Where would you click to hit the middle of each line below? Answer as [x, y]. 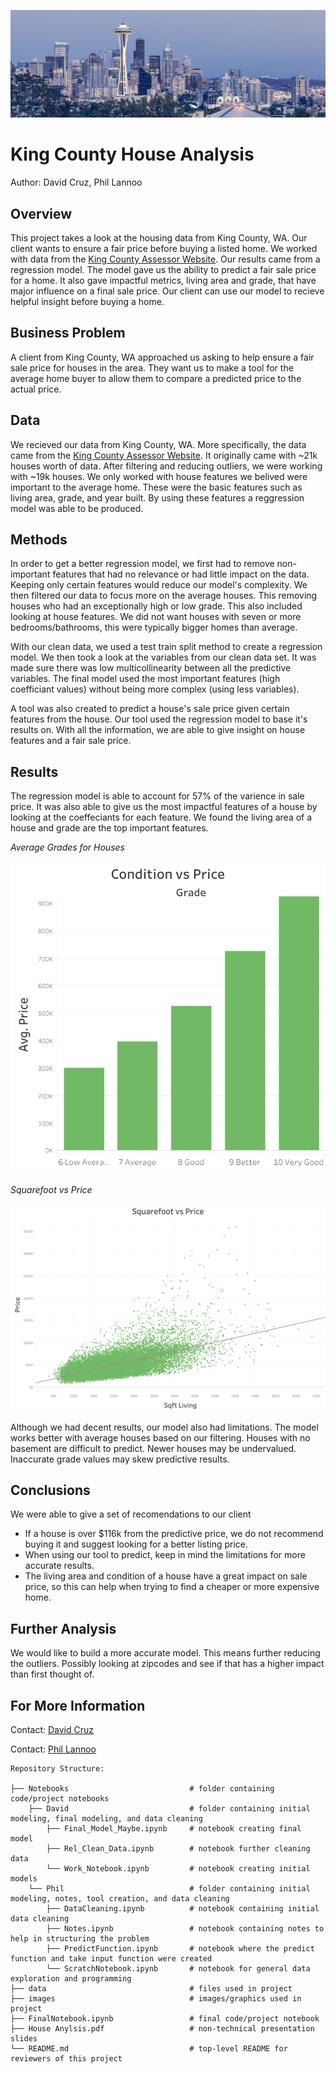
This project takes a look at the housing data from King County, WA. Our [159, 238]
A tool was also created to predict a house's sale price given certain [150, 709]
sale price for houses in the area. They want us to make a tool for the [152, 367]
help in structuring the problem [80, 1938]
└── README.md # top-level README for [149, 2048]
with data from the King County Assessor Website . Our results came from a [165, 259]
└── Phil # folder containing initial [169, 1888]
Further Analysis [63, 1628]
